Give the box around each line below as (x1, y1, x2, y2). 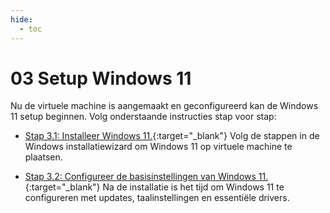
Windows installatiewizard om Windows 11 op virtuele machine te (24, 141, 293, 153)
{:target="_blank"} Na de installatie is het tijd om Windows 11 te (24, 181, 285, 193)
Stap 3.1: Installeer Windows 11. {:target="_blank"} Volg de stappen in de (24, 130, 320, 142)
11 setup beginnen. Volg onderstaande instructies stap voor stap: (10, 111, 277, 123)
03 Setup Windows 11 (10, 67, 192, 90)
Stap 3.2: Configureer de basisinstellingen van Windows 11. (24, 171, 269, 183)
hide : (10, 14, 33, 25)
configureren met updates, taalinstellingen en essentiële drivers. (24, 192, 290, 204)
